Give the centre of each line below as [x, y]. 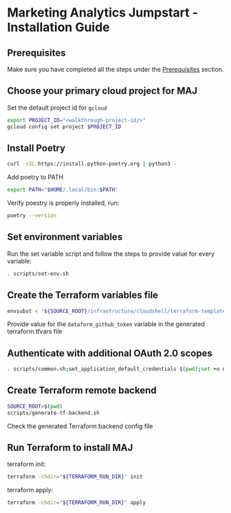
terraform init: [26, 464]
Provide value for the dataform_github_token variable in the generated [106, 324]
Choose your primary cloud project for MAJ [102, 91]
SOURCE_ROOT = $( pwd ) [35, 406]
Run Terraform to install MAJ [70, 448]
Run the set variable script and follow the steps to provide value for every [111, 254]
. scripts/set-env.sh [38, 274]
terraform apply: [30, 490]
